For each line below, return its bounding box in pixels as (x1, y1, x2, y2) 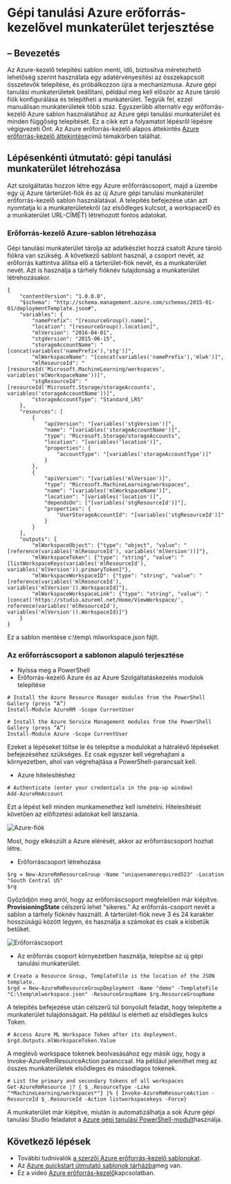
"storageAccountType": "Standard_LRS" (32, 396, 144, 403)
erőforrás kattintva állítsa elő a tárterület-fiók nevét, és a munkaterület (7, 259, 207, 267)
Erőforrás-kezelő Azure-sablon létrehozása (7, 228, 157, 237)
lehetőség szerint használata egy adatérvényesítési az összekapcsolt (7, 73, 205, 81)
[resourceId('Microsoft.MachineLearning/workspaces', (7, 366, 166, 373)
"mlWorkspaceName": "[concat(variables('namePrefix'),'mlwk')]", (32, 354, 225, 361)
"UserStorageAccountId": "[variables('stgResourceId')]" (56, 511, 225, 518)
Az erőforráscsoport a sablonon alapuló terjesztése (7, 650, 185, 660)
